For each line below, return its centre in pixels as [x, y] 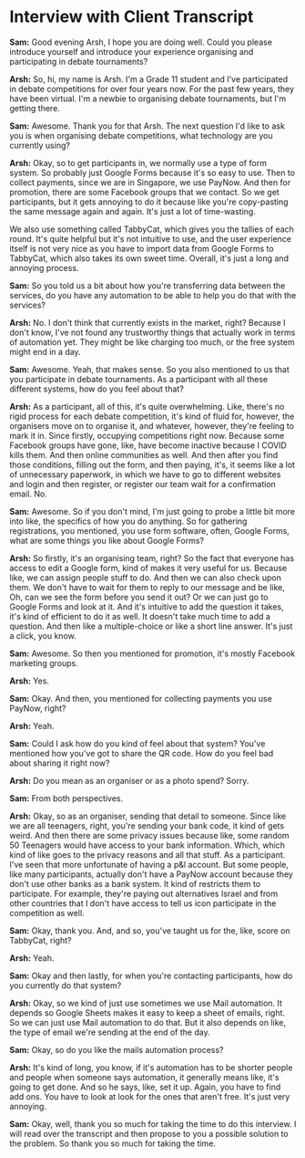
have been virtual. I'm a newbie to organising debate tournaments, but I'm [148, 99]
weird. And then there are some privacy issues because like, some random [149, 835]
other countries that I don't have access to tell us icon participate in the [143, 903]
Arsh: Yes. [30, 681]
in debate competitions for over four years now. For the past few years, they [152, 89]
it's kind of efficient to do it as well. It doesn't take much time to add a [140, 616]
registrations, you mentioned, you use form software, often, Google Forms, [149, 530]
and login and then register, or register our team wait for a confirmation [142, 484]
